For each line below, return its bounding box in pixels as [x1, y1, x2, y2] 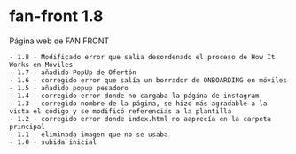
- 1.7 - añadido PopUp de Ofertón [9, 68, 137, 77]
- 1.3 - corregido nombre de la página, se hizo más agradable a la [9, 99, 268, 108]
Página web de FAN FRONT [9, 35, 110, 46]
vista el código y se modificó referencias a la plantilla [9, 106, 232, 116]
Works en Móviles [9, 60, 74, 69]
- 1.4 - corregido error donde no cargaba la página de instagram [9, 91, 260, 100]
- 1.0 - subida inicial [9, 137, 97, 147]
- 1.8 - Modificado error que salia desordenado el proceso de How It [9, 52, 276, 61]
